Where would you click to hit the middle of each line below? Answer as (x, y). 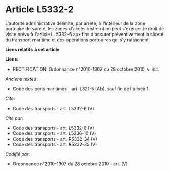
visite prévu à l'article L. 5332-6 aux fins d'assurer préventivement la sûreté (84, 34)
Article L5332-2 (40, 9)
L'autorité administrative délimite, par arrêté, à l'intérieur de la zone (75, 23)
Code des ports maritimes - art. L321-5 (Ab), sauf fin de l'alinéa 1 (80, 89)
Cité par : (14, 118)
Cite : (10, 98)
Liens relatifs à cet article (32, 49)
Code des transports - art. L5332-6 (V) (54, 108)
